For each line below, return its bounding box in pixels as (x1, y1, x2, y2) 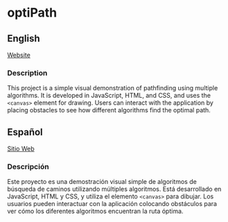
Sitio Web (7, 144, 35, 153)
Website (7, 51, 31, 59)
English (7, 33, 40, 44)
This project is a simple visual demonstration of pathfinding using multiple (7, 84, 218, 92)
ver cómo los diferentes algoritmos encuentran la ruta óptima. (7, 207, 184, 216)
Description (7, 68, 48, 78)
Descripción (7, 162, 50, 171)
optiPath (7, 5, 58, 21)
